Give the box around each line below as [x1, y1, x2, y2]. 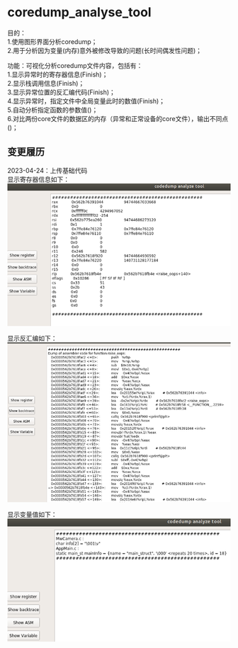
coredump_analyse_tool [7, 4, 152, 21]
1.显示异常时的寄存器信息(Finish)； [7, 70, 108, 79]
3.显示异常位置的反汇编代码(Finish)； [7, 88, 115, 96]
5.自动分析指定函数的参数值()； [7, 106, 98, 114]
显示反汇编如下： [7, 334, 57, 342]
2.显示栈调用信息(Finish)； [7, 79, 85, 87]
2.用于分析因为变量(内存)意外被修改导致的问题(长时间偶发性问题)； [7, 46, 202, 55]
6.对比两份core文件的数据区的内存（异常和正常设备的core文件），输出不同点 [7, 114, 229, 123]
